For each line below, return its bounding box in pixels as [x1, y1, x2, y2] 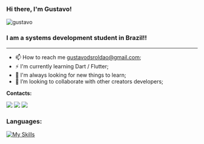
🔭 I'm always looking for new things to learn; [15, 71, 126, 79]
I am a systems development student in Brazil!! [6, 34, 148, 42]
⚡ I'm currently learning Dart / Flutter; [15, 62, 109, 70]
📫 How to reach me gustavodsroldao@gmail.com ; [15, 53, 141, 61]
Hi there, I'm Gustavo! [6, 5, 72, 13]
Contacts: [6, 90, 32, 97]
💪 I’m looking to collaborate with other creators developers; [15, 77, 164, 85]
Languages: [6, 117, 42, 125]
